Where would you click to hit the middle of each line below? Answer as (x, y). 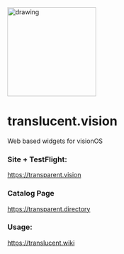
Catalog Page (31, 194)
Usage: (20, 227)
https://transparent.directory (49, 208)
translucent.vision (63, 121)
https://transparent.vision (44, 175)
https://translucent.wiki (41, 243)
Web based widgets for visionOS (55, 141)
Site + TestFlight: (37, 159)
